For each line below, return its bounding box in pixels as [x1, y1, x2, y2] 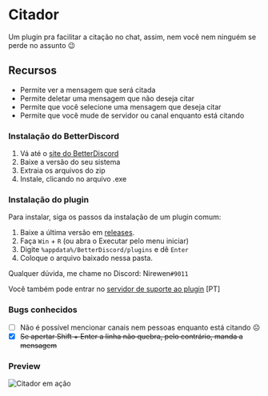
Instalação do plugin [8, 194, 90, 205]
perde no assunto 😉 [8, 40, 76, 50]
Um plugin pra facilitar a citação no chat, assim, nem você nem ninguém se [8, 32, 257, 42]
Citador [8, 6, 60, 24]
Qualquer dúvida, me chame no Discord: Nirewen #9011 [8, 269, 189, 278]
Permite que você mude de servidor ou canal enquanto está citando [19, 110, 245, 120]
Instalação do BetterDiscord [8, 130, 120, 142]
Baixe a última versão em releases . [19, 228, 135, 238]
